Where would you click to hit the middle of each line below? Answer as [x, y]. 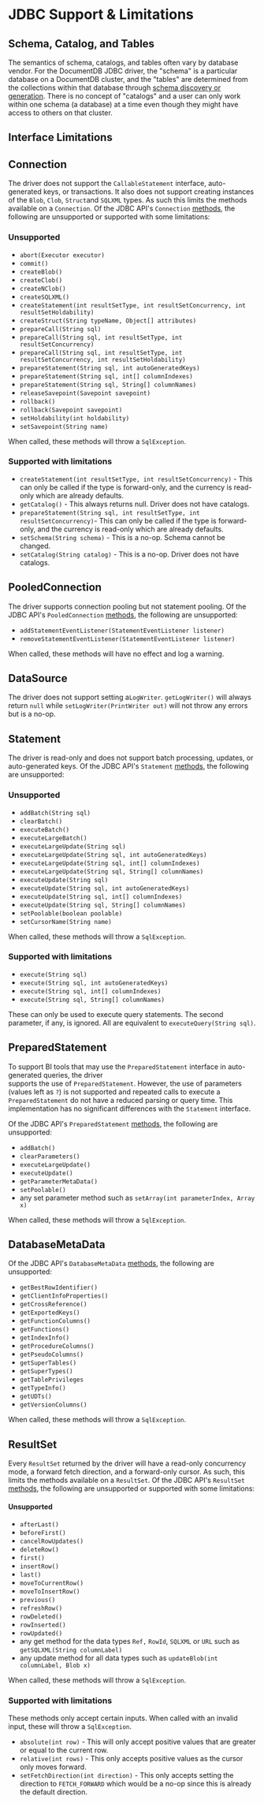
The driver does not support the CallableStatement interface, [107, 184]
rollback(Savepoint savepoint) [71, 410]
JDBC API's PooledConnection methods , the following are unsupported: [123, 615]
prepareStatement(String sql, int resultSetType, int [110, 513]
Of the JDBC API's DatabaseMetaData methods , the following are [111, 1264]
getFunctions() [45, 1330]
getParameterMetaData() [59, 1181]
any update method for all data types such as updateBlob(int [119, 1658]
